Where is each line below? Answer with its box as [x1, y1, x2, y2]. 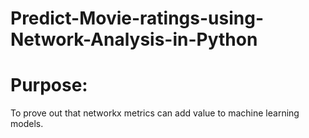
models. [10, 118, 44, 130]
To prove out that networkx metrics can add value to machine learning [10, 107, 300, 119]
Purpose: [10, 74, 88, 97]
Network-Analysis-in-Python [10, 28, 258, 51]
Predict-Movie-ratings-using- [10, 7, 264, 30]
